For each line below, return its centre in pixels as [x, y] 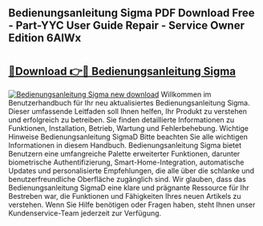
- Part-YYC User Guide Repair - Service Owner [126, 26]
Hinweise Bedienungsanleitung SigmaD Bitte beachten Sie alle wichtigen [128, 137]
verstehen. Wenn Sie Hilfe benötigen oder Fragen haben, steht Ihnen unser [132, 204]
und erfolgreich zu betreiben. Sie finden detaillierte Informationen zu [121, 120]
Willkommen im [186, 94]
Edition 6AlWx [45, 38]
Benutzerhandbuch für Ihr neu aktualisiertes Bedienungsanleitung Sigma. [129, 103]
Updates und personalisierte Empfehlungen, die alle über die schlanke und [131, 170]
